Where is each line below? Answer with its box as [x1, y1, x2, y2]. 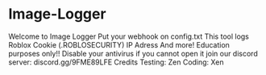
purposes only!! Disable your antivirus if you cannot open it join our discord [8, 48, 258, 58]
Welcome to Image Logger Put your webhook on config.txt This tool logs [8, 31, 250, 41]
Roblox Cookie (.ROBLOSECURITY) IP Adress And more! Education [8, 40, 230, 49]
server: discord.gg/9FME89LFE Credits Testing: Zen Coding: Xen [8, 57, 224, 67]
